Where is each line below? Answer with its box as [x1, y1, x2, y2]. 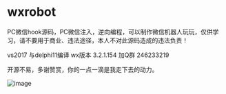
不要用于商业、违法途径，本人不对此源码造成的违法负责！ [25, 36, 188, 45]
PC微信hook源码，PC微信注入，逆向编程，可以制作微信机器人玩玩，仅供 [7, 27, 214, 36]
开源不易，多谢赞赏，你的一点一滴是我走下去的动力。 [7, 65, 158, 73]
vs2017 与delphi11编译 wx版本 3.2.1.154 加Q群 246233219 [7, 51, 169, 59]
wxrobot [7, 4, 56, 20]
